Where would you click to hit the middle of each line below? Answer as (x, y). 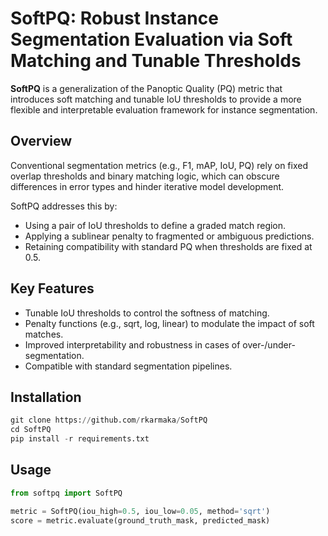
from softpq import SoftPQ (66, 493)
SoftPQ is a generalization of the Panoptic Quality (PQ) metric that (146, 88)
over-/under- (269, 344)
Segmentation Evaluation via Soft (151, 39)
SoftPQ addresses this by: (64, 206)
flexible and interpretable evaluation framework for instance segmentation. (164, 109)
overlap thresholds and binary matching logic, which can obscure (145, 176)
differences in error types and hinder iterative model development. (147, 186)
